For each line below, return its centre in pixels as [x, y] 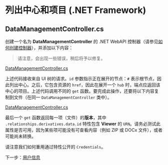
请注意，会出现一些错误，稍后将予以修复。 [61, 58]
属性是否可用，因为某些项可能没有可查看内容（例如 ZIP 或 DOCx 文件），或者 [84, 130]
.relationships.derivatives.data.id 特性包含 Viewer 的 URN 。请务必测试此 [83, 124]
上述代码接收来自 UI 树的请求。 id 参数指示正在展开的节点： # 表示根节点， [81, 79]
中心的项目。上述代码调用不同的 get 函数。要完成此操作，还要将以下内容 [80, 91]
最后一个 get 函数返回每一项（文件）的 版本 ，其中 [56, 117]
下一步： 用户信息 [23, 157]
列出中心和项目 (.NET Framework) [76, 10]
